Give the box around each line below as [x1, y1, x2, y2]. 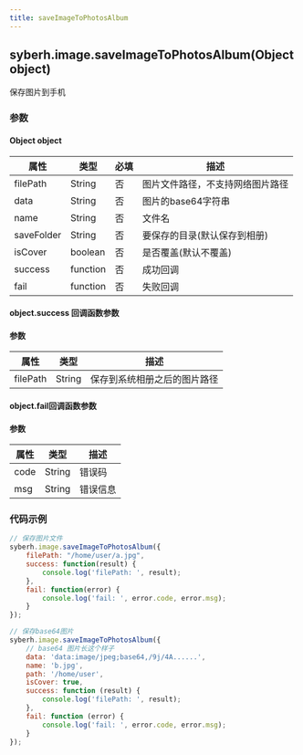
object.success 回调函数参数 [9, 308, 120, 319]
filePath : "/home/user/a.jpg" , [26, 551, 145, 561]
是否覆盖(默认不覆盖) [141, 246, 233, 258]
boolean [69, 246, 106, 258]
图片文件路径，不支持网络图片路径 [141, 177, 289, 190]
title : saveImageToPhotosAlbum [9, 13, 129, 23]
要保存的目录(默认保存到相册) [141, 229, 269, 242]
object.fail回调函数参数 [9, 400, 98, 411]
